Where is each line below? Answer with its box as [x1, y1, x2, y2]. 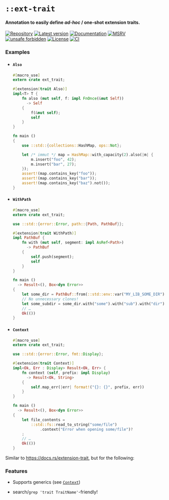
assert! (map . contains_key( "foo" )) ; [22, 171, 97, 177]
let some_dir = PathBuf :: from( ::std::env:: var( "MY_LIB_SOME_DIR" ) [22, 292, 165, 297]
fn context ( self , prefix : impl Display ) [22, 370, 110, 375]
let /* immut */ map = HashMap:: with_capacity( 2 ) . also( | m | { [22, 152, 153, 157]
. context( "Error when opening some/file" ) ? [39, 427, 133, 432]
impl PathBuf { [12, 236, 45, 241]
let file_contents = [22, 417, 65, 422]
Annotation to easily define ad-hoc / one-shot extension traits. [5, 19, 140, 25]
